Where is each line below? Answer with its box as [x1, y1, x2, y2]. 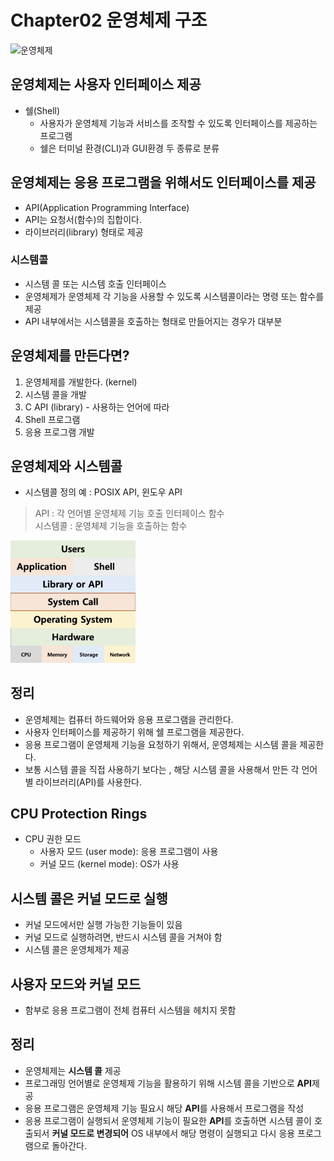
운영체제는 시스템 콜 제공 [24, 1064, 122, 1076]
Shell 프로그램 [24, 413, 81, 425]
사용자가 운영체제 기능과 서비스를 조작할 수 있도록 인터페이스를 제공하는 [39, 117, 318, 129]
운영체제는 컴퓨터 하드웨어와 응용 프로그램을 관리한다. [24, 713, 234, 725]
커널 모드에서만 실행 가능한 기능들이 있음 [24, 919, 183, 931]
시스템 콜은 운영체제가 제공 [24, 944, 130, 956]
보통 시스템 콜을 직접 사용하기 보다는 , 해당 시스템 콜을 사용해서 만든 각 [24, 763, 300, 775]
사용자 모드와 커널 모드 [10, 976, 142, 993]
